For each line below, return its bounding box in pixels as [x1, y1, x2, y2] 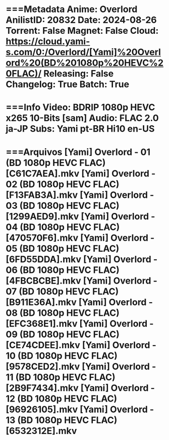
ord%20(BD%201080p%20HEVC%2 [6, 57, 163, 69]
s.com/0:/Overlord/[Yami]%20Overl [6, 46, 161, 58]
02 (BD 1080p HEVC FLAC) [6, 178, 120, 190]
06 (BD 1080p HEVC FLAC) [6, 264, 120, 276]
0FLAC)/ [6, 68, 42, 79]
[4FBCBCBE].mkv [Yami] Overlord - [6, 275, 158, 286]
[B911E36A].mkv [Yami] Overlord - [6, 296, 153, 308]
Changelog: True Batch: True [6, 79, 130, 90]
